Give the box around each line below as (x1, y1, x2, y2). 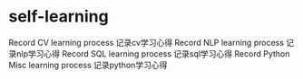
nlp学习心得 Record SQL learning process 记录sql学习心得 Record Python (15, 48, 290, 59)
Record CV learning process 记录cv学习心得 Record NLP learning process (8, 37, 285, 48)
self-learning (8, 6, 110, 27)
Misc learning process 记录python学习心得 (8, 59, 168, 70)
